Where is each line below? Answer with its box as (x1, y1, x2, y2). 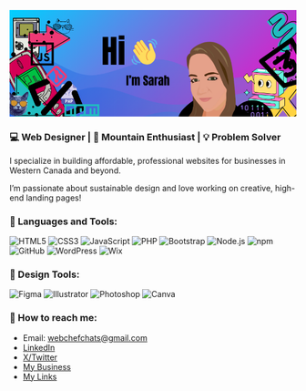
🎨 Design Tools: (9, 268, 80, 281)
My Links (22, 371, 57, 382)
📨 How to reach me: (9, 312, 97, 324)
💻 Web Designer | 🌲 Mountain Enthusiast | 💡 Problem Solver (9, 131, 281, 144)
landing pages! (25, 192, 82, 203)
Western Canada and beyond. (9, 165, 121, 176)
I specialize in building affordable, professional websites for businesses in (9, 155, 286, 166)
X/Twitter (22, 352, 57, 363)
